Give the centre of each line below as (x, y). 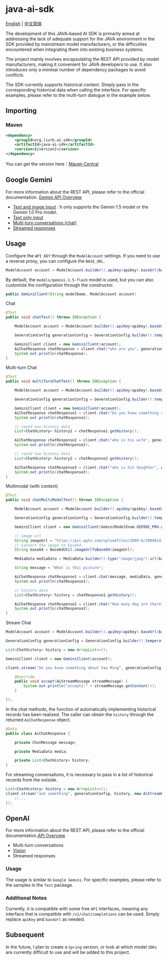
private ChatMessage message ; (46, 742)
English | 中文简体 (24, 23)
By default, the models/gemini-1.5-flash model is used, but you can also (80, 279)
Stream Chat (18, 623)
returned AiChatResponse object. (38, 720)
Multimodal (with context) (32, 486)
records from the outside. (31, 780)
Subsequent (25, 935)
